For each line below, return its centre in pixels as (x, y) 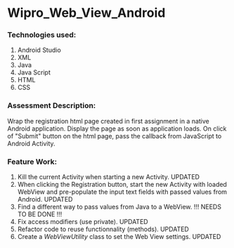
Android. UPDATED (45, 200)
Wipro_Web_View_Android (86, 13)
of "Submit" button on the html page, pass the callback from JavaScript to (115, 136)
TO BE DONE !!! (40, 214)
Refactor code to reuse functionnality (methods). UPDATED (103, 229)
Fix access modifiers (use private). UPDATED (83, 222)
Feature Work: (32, 162)
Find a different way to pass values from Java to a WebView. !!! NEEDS (119, 207)
